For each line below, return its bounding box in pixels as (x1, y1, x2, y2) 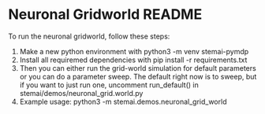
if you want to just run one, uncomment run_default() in (19, 80, 199, 90)
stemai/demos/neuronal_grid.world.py (19, 88, 144, 97)
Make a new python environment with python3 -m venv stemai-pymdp (19, 46, 249, 56)
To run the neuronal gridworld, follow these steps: (8, 31, 170, 41)
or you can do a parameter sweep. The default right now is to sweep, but (19, 72, 257, 81)
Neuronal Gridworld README (8, 6, 203, 24)
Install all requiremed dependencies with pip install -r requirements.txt (19, 55, 248, 64)
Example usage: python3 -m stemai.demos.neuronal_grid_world (19, 97, 227, 106)
